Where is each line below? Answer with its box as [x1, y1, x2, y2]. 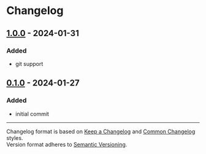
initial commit [15, 110, 49, 117]
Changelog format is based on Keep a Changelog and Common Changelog [6, 128, 196, 135]
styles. [6, 134, 23, 141]
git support [15, 60, 44, 67]
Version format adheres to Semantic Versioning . [6, 141, 128, 148]
